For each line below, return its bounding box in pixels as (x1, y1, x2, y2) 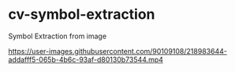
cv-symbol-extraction (8, 5, 155, 23)
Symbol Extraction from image (8, 31, 107, 41)
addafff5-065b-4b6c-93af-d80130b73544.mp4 (8, 55, 164, 64)
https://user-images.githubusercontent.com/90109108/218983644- (8, 46, 227, 56)
